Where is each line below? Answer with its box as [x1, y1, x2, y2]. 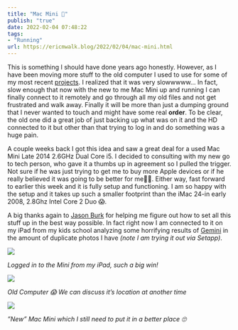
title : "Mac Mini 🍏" [7, 10, 69, 18]
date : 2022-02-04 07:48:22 [7, 23, 87, 31]
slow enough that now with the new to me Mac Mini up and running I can [7, 86, 220, 94]
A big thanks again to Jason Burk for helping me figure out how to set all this [7, 211, 232, 219]
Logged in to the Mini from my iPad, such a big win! [7, 260, 158, 269]
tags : [7, 30, 23, 38]
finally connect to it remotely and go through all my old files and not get [7, 93, 217, 101]
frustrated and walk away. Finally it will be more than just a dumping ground [7, 101, 229, 109]
